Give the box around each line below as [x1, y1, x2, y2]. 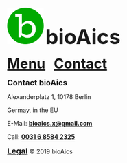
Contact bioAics [7, 78, 67, 87]
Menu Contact [7, 55, 108, 72]
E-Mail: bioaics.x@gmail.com [7, 120, 93, 127]
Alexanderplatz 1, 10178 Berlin [7, 93, 91, 100]
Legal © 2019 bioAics [7, 146, 73, 155]
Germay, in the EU [7, 106, 58, 114]
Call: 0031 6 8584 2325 [7, 133, 76, 141]
